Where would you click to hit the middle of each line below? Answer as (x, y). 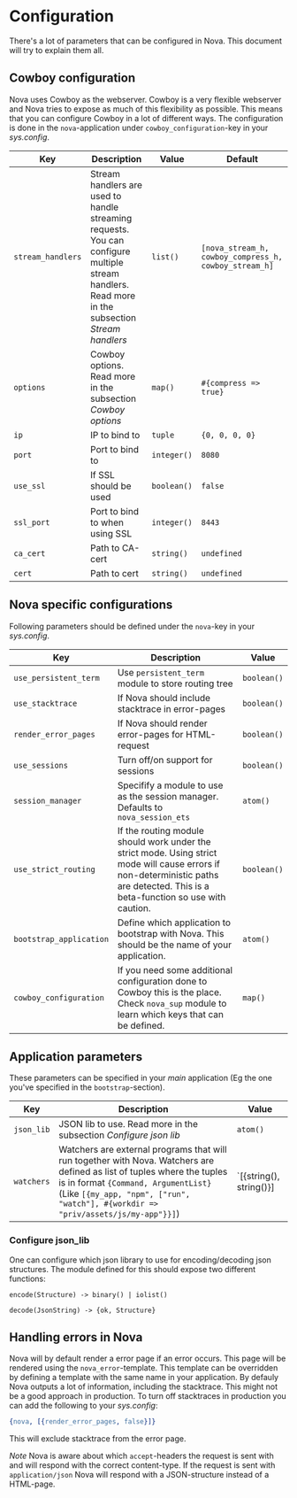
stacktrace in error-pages (171, 708)
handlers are (116, 185)
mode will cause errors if (169, 863)
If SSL (102, 475)
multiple (107, 262)
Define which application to (174, 923)
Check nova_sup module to (172, 1003)
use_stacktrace (46, 703)
